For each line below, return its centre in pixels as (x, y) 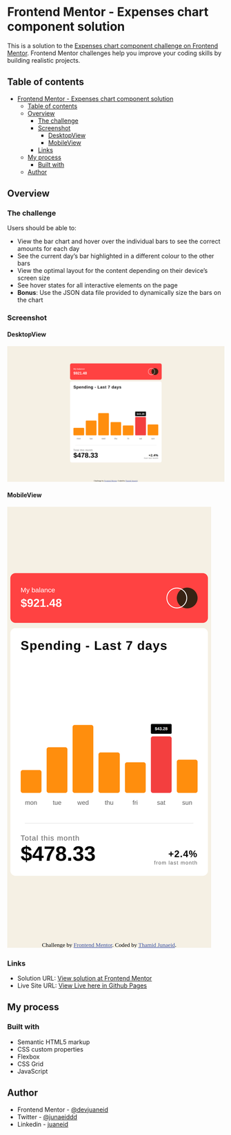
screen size (33, 278)
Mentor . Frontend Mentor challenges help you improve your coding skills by (114, 53)
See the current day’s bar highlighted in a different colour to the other (115, 256)
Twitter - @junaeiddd (47, 1116)
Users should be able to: (42, 228)
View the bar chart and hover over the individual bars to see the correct (119, 241)
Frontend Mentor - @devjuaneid (63, 1110)
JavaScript (32, 1071)
